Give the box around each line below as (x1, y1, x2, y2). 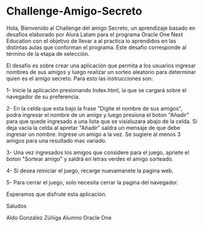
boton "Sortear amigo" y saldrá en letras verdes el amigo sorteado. (6, 155, 174, 162)
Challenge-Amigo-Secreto (6, 4, 142, 18)
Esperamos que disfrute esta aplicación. (6, 190, 107, 198)
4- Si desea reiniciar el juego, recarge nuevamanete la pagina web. (6, 167, 174, 174)
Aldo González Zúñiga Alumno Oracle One (6, 214, 112, 221)
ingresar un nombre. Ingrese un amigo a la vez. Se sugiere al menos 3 (6, 130, 181, 138)
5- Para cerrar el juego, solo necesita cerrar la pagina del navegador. (6, 178, 179, 186)
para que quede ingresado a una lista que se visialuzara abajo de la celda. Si (6, 117, 198, 125)
